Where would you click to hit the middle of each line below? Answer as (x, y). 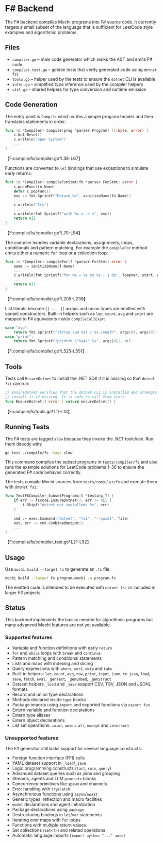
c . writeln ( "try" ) (31, 205)
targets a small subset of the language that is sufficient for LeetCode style (79, 27)
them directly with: (24, 444)
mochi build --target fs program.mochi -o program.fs (61, 578)
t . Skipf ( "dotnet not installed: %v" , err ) (66, 505)
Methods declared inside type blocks (49, 700)
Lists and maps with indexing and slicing (52, 664)
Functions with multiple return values (49, 825)
